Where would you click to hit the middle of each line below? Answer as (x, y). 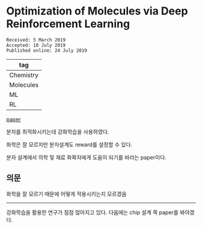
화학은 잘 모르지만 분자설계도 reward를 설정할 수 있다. (69, 144)
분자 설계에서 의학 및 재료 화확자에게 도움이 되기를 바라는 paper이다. (86, 157)
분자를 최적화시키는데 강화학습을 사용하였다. (58, 131)
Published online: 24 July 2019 (47, 50)
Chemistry (24, 75)
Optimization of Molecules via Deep (97, 11)
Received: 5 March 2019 (36, 40)
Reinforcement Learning (68, 24)
